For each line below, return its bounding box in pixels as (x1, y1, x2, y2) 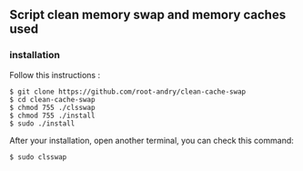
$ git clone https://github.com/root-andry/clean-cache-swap (9, 86, 247, 96)
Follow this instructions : (9, 69, 101, 80)
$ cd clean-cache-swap (9, 95, 96, 104)
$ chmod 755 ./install (9, 111, 96, 120)
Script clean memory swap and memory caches (9, 7, 287, 23)
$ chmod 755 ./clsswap (9, 103, 96, 112)
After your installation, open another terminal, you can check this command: (9, 135, 294, 146)
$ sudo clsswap (9, 152, 67, 162)
